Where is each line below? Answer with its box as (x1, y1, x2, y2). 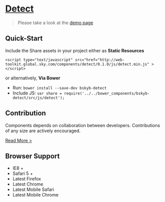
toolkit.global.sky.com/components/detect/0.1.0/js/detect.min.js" (5, 61, 150, 67)
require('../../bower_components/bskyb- (64, 91, 150, 96)
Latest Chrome (12, 181, 44, 187)
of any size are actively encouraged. (5, 128, 81, 134)
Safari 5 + (12, 170, 33, 176)
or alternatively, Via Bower (5, 75, 60, 81)
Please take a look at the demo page (17, 20, 94, 26)
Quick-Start (5, 34, 43, 43)
